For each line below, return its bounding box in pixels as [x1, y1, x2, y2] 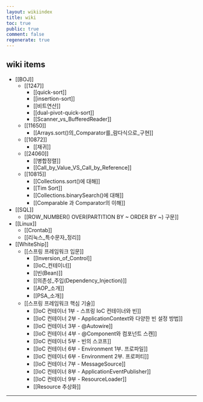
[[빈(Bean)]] [33, 269, 63, 276]
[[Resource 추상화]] [33, 383, 81, 390]
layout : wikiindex [6, 8, 53, 15]
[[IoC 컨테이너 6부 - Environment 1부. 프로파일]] [33, 345, 148, 352]
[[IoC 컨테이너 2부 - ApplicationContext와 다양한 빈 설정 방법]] [33, 315, 183, 322]
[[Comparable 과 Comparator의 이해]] [33, 199, 126, 206]
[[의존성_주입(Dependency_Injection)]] [33, 276, 127, 284]
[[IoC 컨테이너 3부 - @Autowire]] [33, 322, 113, 329]
